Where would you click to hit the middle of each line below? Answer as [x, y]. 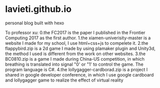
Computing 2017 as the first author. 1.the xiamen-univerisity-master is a [78, 38]
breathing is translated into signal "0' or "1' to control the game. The [74, 64]
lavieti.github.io [38, 9]
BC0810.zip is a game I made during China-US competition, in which [75, 59]
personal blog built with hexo [35, 23]
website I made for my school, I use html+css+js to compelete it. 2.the [77, 43]
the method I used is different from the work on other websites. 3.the [76, 54]
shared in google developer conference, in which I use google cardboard [80, 75]
